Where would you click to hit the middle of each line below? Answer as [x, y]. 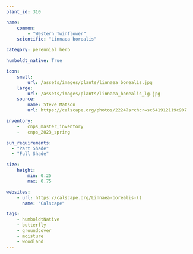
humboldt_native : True [34, 61]
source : [26, 99]
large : [25, 88]
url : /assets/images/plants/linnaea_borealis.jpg [90, 82]
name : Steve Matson [52, 105]
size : [13, 165]
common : [26, 28]
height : [26, 171]
